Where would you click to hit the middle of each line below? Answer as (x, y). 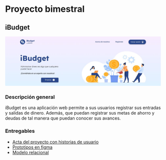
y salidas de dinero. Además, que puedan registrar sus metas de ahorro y (80, 113)
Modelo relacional (31, 152)
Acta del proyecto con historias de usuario (55, 142)
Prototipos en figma (32, 147)
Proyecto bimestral (45, 9)
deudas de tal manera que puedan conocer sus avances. (63, 118)
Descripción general (30, 97)
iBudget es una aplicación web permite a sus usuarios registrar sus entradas (83, 108)
